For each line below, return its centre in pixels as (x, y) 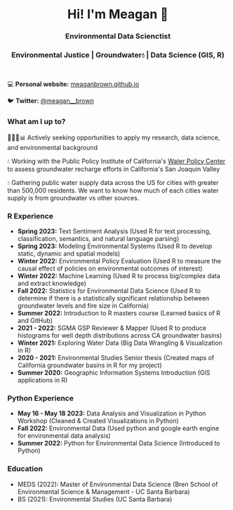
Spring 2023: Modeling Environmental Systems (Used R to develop (115, 246)
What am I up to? (36, 122)
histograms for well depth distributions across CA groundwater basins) (120, 335)
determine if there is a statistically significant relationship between (113, 298)
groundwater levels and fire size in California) (83, 305)
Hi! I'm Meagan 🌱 (118, 14)
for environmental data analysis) (64, 436)
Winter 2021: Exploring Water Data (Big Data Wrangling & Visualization (120, 343)
